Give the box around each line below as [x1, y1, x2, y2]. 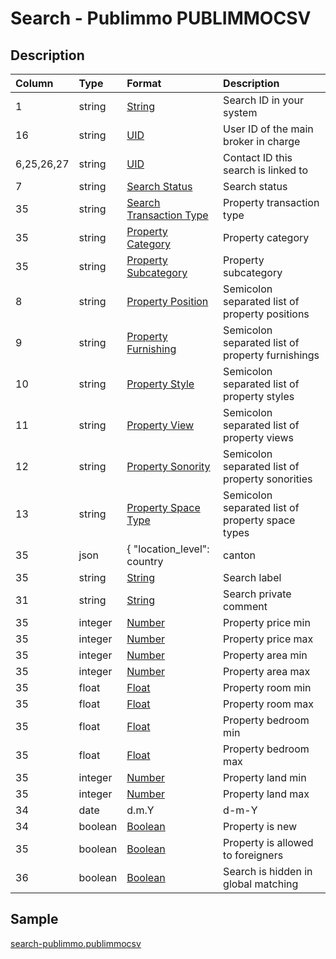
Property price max [223, 632, 314, 646]
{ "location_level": [126, 542, 210, 556]
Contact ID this [223, 151, 293, 164]
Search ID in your [223, 93, 305, 107]
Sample [10, 911, 59, 928]
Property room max [223, 697, 314, 711]
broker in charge [223, 135, 301, 148]
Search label [223, 571, 282, 584]
